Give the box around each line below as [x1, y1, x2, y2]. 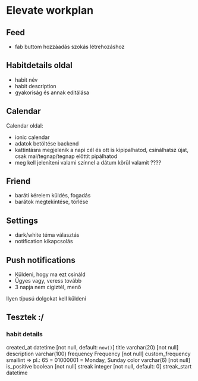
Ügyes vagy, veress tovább [14, 277, 82, 284]
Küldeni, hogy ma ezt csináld [14, 271, 86, 278]
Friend [6, 176, 31, 187]
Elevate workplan [6, 4, 94, 17]
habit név [14, 76, 38, 83]
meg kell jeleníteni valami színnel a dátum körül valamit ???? [14, 159, 162, 166]
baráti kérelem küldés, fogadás [14, 192, 91, 199]
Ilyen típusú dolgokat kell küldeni [6, 295, 87, 302]
